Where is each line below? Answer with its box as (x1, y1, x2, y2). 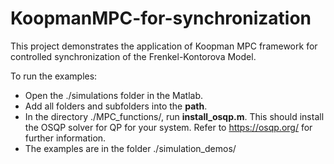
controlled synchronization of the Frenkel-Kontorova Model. (10, 50, 257, 62)
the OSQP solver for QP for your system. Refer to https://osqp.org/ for (24, 121, 313, 133)
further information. (24, 132, 107, 144)
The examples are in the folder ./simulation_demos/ (24, 142, 237, 154)
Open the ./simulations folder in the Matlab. (24, 89, 204, 101)
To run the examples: (10, 70, 98, 82)
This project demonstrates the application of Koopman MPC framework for (10, 40, 318, 52)
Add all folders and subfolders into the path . (24, 100, 208, 112)
